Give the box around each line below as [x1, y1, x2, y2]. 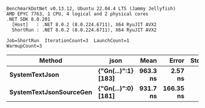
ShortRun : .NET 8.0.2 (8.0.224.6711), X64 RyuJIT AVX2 [12, 27, 157, 33]
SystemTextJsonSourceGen [9, 88, 93, 96]
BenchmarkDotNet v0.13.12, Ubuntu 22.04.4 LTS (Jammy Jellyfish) [6, 5, 176, 12]
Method [39, 56, 63, 65]
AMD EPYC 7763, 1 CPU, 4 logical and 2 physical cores [6, 11, 149, 17]
